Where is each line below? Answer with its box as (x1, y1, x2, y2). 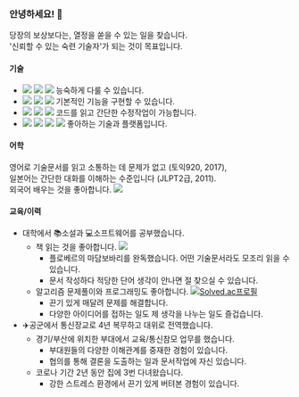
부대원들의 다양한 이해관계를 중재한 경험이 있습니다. (48, 344, 228, 355)
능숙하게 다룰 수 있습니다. (55, 85, 145, 95)
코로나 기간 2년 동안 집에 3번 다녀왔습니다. (35, 367, 184, 377)
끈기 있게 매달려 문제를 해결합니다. (48, 297, 169, 308)
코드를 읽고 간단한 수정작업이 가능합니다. (55, 107, 197, 118)
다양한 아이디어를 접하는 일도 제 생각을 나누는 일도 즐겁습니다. (48, 308, 263, 318)
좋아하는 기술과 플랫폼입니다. (66, 118, 168, 128)
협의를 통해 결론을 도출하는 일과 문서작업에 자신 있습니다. (48, 355, 247, 367)
